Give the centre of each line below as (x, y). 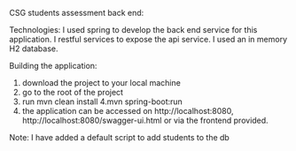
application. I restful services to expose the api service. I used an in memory (148, 39)
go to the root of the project (73, 92)
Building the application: (53, 66)
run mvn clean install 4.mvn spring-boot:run (102, 102)
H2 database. (34, 49)
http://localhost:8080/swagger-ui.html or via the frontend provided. (145, 120)
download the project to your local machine (101, 83)
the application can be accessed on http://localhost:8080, (128, 111)
